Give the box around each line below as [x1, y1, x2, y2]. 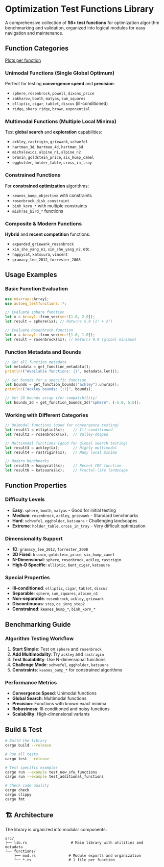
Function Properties [5, 481, 67, 490]
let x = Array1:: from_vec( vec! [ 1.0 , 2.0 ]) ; [5, 315, 95, 320]
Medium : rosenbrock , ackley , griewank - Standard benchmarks [12, 512, 139, 518]
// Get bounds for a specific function [5, 377, 87, 383]
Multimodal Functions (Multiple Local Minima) [5, 118, 117, 124]
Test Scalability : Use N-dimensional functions [12, 657, 106, 663]
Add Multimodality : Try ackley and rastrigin [12, 651, 104, 657]
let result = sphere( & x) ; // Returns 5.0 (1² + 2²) [5, 319, 113, 324]
